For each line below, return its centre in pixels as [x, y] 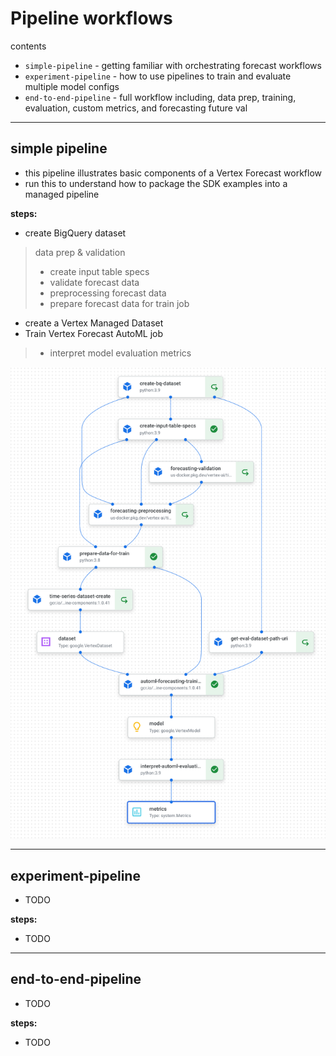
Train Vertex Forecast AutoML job [94, 333]
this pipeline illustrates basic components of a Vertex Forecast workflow [173, 173]
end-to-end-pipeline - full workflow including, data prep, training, [160, 97]
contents [28, 46]
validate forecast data [94, 282]
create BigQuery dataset [75, 233]
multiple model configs [72, 86]
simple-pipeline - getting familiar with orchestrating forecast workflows [173, 65]
